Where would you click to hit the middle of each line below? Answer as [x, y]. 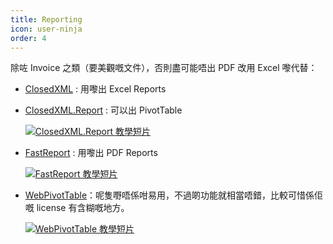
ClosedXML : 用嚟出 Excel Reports [95, 89]
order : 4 [28, 38]
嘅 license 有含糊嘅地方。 [77, 208]
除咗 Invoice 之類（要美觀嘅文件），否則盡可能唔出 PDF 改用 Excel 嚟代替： [164, 68]
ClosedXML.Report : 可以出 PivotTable [103, 110]
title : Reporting [46, 19]
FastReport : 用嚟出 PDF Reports [91, 153]
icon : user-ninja [46, 29]
